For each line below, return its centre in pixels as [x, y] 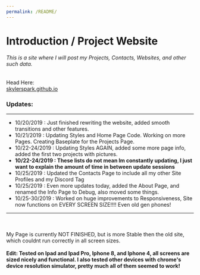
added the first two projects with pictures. [66, 154]
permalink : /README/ [32, 12]
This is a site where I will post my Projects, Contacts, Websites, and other [96, 58]
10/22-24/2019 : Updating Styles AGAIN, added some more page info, [100, 148]
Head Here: [20, 83]
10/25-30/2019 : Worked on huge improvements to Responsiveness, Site [104, 198]
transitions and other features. [52, 129]
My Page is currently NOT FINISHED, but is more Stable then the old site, [95, 235]
